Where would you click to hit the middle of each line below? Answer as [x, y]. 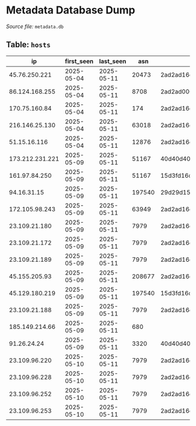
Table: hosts [28, 45]
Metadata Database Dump [71, 10]
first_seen [79, 61]
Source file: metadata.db [35, 26]
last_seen [113, 61]
